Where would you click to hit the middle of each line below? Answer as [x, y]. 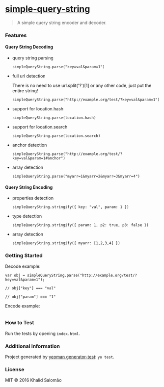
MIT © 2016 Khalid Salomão [33, 380]
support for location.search [40, 127]
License [15, 370]
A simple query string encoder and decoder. [62, 23]
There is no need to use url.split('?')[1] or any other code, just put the [82, 86]
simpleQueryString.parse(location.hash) [54, 118]
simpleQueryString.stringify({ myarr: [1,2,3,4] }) [66, 243]
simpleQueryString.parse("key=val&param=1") [58, 67]
